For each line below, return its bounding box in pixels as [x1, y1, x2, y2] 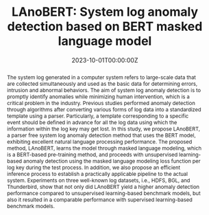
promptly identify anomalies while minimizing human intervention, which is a [6, 93, 190, 100]
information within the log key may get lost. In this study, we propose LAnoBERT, [6, 125, 201, 133]
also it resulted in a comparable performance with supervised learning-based [6, 196, 193, 203]
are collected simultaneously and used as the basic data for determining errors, [6, 80, 198, 87]
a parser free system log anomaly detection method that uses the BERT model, [6, 131, 197, 139]
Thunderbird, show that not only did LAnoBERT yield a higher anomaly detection [6, 183, 200, 190]
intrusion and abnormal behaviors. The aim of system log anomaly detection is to [6, 87, 201, 93]
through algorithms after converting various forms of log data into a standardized [6, 106, 201, 113]
